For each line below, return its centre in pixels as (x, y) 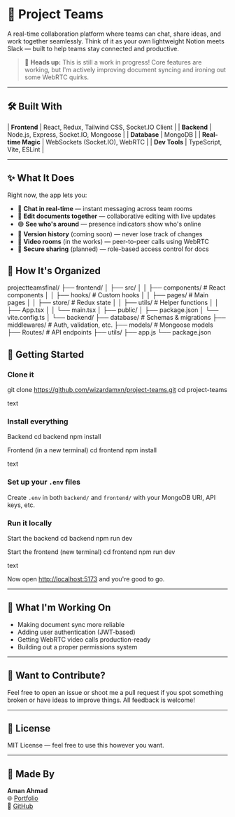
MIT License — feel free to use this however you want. (86, 745)
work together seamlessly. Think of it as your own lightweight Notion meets (116, 41)
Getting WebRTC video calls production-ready (84, 639)
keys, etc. (21, 505)
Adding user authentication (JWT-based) (76, 632)
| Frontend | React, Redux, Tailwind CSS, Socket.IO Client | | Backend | (109, 127)
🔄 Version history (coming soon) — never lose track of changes (110, 234)
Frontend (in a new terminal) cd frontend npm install (82, 450)
